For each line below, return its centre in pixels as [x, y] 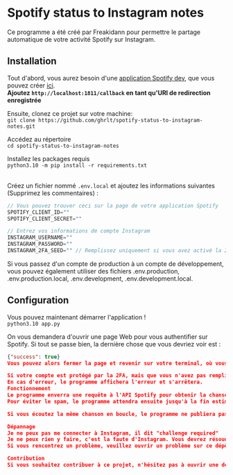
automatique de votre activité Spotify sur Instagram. [81, 39]
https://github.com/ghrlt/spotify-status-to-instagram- [120, 120]
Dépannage [21, 426]
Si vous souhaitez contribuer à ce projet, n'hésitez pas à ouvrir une [113, 465]
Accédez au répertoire [39, 139]
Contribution [26, 459]
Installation [32, 61]
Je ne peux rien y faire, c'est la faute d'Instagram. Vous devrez [107, 440]
